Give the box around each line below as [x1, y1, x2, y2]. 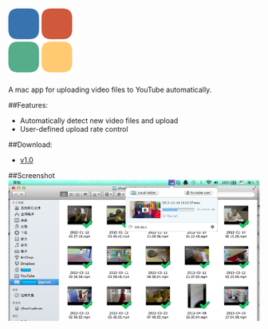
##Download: [8, 140, 53, 149]
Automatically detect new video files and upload [19, 116, 179, 125]
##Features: [8, 100, 49, 109]
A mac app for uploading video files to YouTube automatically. [8, 85, 212, 94]
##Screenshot [8, 170, 55, 180]
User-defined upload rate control [19, 124, 129, 133]
